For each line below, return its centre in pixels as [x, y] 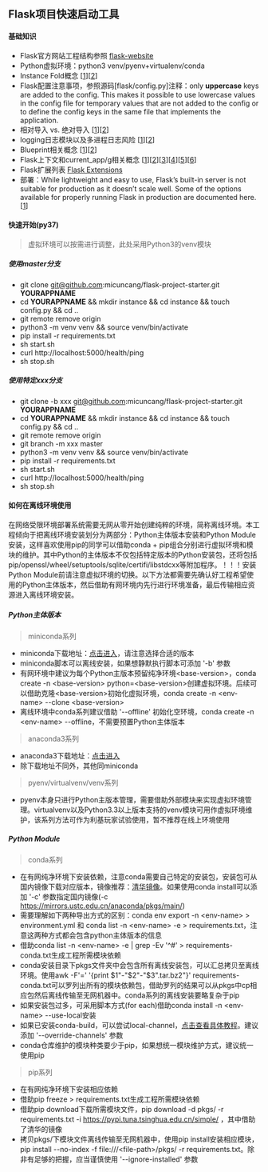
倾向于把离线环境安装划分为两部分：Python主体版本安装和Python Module [136, 534]
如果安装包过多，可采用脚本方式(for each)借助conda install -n [121, 1005]
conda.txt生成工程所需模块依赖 [71, 955]
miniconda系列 [52, 636]
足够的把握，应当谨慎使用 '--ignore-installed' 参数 [116, 1159]
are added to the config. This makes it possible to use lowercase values [137, 94]
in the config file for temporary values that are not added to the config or [139, 103]
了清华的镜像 [41, 1129]
